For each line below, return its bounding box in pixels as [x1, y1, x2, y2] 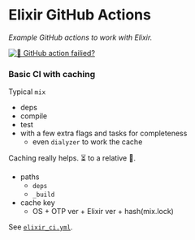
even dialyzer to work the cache [32, 137, 143, 147]
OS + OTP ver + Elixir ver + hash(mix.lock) [32, 207, 175, 216]
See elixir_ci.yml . [8, 222, 73, 232]
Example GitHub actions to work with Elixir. [8, 32, 153, 42]
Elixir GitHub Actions [8, 6, 152, 24]
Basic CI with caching [8, 68, 96, 79]
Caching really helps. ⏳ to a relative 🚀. [8, 153, 136, 163]
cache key [19, 198, 55, 208]
